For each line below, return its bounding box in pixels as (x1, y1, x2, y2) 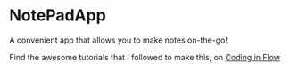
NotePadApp (9, 5, 107, 26)
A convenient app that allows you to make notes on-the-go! (9, 35, 228, 45)
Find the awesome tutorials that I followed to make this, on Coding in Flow (9, 51, 281, 62)
